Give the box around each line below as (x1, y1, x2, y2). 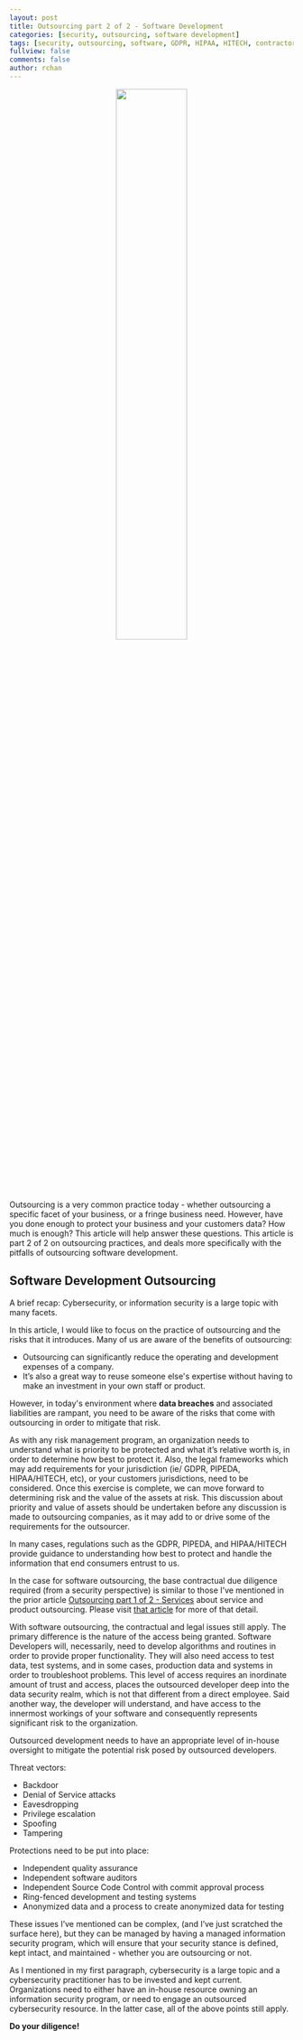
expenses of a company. (22, 1361, 115, 1371)
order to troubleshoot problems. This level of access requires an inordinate (9, 1669, 287, 1680)
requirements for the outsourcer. (9, 1521, 131, 1531)
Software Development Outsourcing (9, 1273, 216, 1288)
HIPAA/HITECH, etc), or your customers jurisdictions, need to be (9, 1473, 249, 1483)
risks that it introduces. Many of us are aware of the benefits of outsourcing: (9, 1333, 293, 1344)
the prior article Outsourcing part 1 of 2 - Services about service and (9, 1594, 264, 1605)
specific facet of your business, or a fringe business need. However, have (9, 1208, 284, 1220)
